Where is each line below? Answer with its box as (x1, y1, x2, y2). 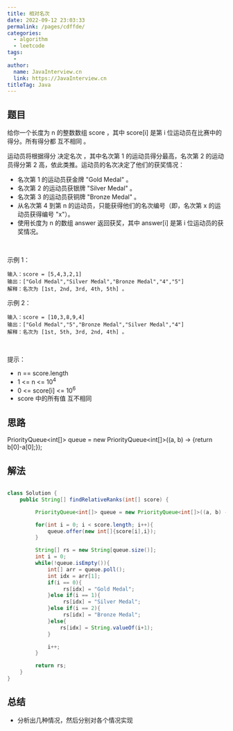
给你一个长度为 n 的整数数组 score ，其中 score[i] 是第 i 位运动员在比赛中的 (7, 129, 222, 137)
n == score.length (17, 369, 69, 377)
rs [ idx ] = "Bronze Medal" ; (62, 611, 141, 618)
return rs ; (35, 662, 67, 669)
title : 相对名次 (7, 10, 50, 17)
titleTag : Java (7, 81, 51, 88)
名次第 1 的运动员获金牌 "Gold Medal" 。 (17, 175, 132, 184)
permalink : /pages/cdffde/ (7, 23, 85, 30)
